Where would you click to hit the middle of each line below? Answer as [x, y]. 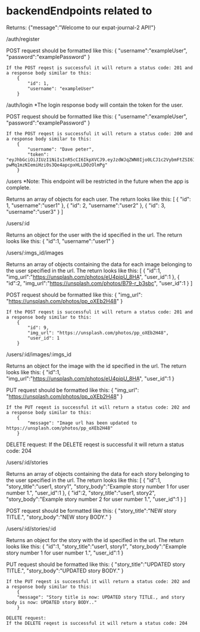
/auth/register [23, 39]
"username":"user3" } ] [35, 211]
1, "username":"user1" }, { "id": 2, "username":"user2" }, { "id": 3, [86, 205]
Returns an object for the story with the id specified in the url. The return [95, 540]
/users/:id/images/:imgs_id [39, 354]
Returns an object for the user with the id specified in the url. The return [94, 235]
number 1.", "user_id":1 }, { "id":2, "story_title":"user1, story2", [81, 493]
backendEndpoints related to [79, 11]
